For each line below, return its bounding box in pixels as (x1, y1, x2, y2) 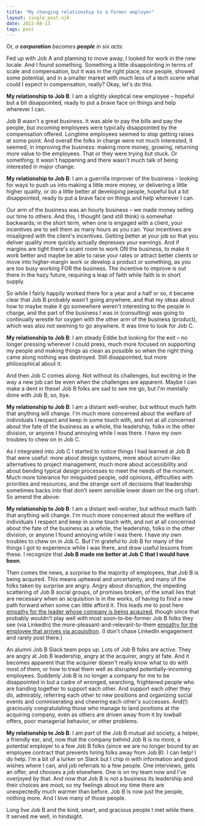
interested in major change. (6, 163, 75, 170)
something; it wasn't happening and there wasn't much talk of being (6, 157, 179, 164)
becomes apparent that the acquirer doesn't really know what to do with (6, 659, 188, 666)
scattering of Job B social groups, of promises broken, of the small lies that (6, 588, 196, 596)
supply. (6, 278, 25, 285)
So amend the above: (6, 494, 60, 501)
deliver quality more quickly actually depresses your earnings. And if (6, 239, 179, 246)
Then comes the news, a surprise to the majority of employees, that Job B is (6, 569, 199, 576)
